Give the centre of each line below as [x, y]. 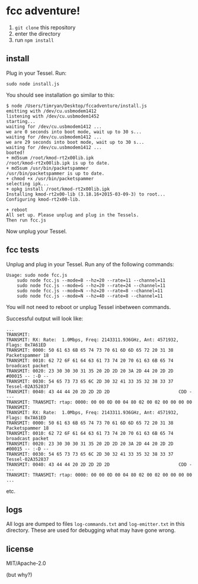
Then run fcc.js [26, 220]
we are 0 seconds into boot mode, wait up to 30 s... [74, 132]
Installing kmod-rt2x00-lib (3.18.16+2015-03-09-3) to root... [86, 194]
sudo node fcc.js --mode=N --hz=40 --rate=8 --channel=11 [90, 296]
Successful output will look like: [45, 318]
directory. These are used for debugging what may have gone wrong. [91, 531]
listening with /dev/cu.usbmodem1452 [53, 116]
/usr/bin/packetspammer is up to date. [55, 173]
